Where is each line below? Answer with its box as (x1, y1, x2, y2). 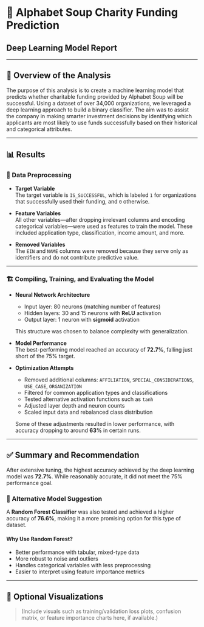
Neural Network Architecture (15, 291, 90, 298)
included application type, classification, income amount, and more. (15, 228, 185, 236)
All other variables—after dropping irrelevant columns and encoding (15, 216, 185, 223)
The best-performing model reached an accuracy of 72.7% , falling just (15, 345, 192, 353)
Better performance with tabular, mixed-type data (15, 548, 140, 556)
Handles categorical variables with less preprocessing (15, 562, 151, 569)
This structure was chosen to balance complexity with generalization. (15, 327, 189, 335)
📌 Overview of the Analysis (6, 70, 111, 81)
